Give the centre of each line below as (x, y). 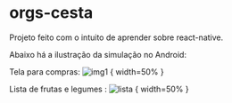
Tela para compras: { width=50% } (87, 71)
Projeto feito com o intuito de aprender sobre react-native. (116, 37)
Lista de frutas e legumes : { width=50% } (99, 89)
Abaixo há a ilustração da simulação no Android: (98, 54)
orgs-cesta (51, 13)
